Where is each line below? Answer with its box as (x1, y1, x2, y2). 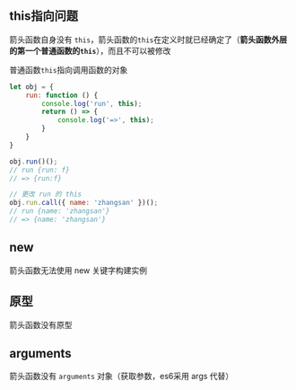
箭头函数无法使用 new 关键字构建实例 (9, 264, 148, 276)
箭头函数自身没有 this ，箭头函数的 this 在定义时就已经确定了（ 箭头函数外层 (9, 34, 288, 45)
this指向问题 (9, 8, 79, 24)
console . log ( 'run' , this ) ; (41, 99, 143, 108)
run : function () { (25, 91, 99, 100)
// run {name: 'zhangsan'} (9, 207, 110, 216)
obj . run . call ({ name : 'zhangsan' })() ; (9, 199, 159, 208)
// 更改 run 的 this (9, 190, 83, 199)
